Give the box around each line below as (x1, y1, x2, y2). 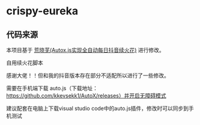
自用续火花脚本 (6, 59, 43, 66)
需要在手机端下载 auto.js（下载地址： (6, 85, 98, 92)
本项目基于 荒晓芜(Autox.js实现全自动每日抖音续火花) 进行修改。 (6, 47, 165, 53)
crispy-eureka (6, 4, 79, 18)
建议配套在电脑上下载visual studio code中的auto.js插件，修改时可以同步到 (6, 105, 189, 112)
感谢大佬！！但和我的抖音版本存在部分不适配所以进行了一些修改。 (6, 72, 169, 79)
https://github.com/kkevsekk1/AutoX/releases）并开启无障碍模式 (6, 92, 166, 99)
